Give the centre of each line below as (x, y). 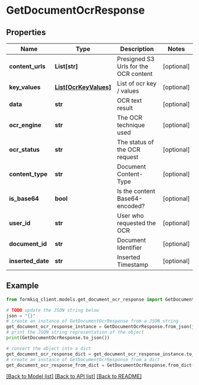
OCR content (135, 74)
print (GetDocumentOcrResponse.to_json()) (58, 338)
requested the (137, 223)
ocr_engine (25, 125)
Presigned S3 (136, 59)
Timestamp (133, 265)
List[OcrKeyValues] (83, 87)
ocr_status (25, 149)
